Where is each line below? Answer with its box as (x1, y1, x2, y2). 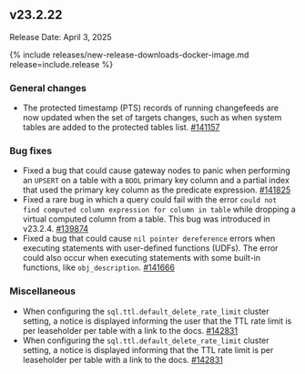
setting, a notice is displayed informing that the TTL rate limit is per (22, 344, 274, 355)
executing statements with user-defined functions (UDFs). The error (22, 243, 279, 254)
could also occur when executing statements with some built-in (22, 253, 261, 264)
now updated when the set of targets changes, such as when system (22, 112, 282, 123)
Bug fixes (9, 145, 53, 158)
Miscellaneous (9, 285, 76, 297)
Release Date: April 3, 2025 (9, 31, 112, 42)
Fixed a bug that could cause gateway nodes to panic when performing (22, 165, 291, 176)
